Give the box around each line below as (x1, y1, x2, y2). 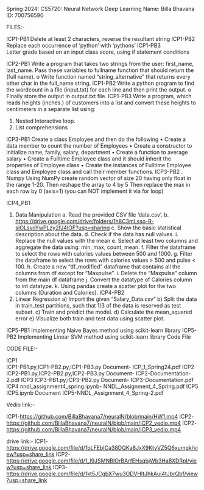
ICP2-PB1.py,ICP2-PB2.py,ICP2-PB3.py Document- (6, 370, 135, 377)
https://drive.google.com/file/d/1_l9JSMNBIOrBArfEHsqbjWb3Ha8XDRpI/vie (6, 457, 197, 464)
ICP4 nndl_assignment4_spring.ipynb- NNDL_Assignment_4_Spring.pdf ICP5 (6, 383, 199, 390)
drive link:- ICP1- (6, 438, 49, 445)
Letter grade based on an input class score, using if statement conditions (6, 48, 190, 56)
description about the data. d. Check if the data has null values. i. (15, 231, 178, 237)
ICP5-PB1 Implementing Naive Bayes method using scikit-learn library (6, 326, 181, 334)
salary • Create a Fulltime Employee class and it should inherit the (6, 155, 172, 162)
